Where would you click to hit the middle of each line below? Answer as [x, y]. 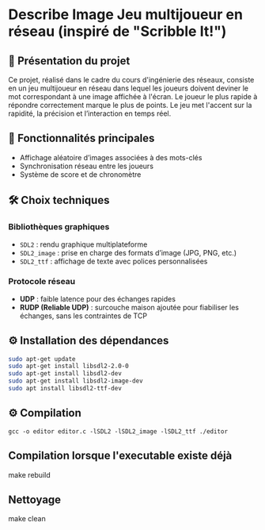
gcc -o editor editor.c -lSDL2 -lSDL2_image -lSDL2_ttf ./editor [118, 431]
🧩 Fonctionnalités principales [81, 138]
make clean [27, 519]
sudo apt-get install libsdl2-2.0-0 [68, 367]
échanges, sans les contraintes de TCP [83, 316]
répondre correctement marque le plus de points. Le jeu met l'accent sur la [130, 105]
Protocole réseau [42, 282]
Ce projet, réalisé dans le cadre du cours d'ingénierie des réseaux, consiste [131, 80]
